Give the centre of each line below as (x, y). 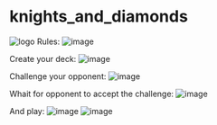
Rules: (48, 41)
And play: (27, 111)
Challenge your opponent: (58, 76)
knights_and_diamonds (99, 17)
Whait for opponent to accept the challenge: (92, 94)
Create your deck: (43, 58)
